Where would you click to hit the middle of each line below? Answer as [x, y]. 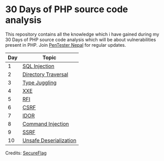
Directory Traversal [45, 74]
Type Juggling [40, 82]
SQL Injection [39, 66]
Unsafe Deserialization [50, 140]
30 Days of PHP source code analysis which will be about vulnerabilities [81, 40]
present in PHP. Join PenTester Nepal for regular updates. [65, 45]
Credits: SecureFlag [26, 153]
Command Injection [46, 124]
